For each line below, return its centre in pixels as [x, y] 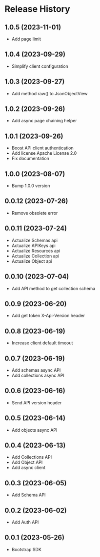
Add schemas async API [36, 370]
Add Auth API [25, 522]
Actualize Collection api [35, 256]
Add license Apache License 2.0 [44, 153]
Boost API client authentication [42, 148]
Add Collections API [32, 457]
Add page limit [26, 39]
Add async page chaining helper [44, 121]
